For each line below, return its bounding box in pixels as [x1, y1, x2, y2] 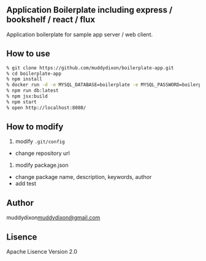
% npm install [6, 76, 43, 82]
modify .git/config [15, 138, 66, 145]
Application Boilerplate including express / [6, 5, 173, 15]
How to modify [6, 122, 64, 132]
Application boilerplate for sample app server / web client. [6, 31, 153, 38]
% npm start [6, 99, 37, 105]
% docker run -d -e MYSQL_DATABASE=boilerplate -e [6, 82, 139, 88]
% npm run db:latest [6, 88, 59, 94]
